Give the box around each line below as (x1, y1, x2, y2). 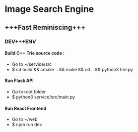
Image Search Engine (4, 3, 94, 15)
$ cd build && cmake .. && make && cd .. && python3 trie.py (11, 66, 134, 72)
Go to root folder (11, 88, 46, 94)
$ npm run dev (11, 122, 42, 128)
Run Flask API (4, 78, 34, 84)
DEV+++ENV (4, 38, 36, 45)
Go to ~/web (11, 116, 38, 122)
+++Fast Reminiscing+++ (4, 23, 85, 32)
